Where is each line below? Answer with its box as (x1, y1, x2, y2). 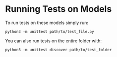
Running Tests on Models (5, 3, 112, 15)
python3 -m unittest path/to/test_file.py (5, 29, 94, 34)
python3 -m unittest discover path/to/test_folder (5, 47, 112, 52)
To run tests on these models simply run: (5, 20, 88, 26)
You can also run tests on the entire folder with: (5, 38, 102, 44)
